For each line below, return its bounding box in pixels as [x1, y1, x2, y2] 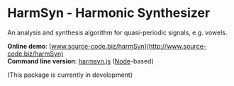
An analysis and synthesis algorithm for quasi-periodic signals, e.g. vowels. [7, 28, 228, 37]
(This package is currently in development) [7, 70, 133, 79]
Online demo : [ [7, 42, 52, 50]
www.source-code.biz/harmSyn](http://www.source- [51, 42, 207, 50]
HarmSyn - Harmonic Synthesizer [7, 5, 211, 21]
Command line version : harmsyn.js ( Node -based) [7, 56, 154, 65]
